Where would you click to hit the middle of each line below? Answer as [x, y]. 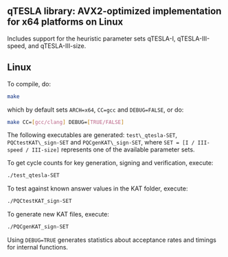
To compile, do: [29, 84]
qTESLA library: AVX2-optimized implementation [114, 11]
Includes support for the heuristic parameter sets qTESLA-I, [92, 38]
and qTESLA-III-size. [57, 46]
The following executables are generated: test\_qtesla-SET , [92, 135]
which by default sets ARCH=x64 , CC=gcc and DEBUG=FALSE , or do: [95, 110]
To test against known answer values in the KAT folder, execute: [98, 188]
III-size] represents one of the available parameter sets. [113, 149]
